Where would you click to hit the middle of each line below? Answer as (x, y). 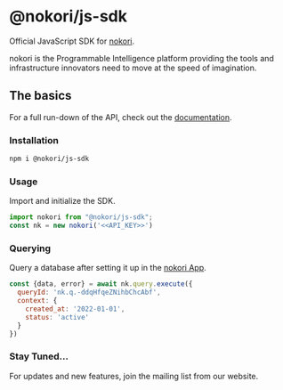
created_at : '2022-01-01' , (75, 309)
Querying (30, 248)
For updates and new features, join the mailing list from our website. (134, 376)
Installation (34, 140)
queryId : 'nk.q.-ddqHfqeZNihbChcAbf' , (89, 292)
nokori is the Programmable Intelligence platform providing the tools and (141, 58)
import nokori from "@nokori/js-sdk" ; (81, 217)
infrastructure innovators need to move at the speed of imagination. (133, 68)
